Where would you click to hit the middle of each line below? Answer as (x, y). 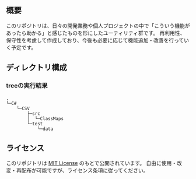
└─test (35, 124)
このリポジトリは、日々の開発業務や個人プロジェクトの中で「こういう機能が (98, 26)
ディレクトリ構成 (36, 68)
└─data (45, 129)
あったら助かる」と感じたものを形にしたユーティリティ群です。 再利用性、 (96, 33)
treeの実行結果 (27, 86)
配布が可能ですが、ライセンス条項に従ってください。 (85, 170)
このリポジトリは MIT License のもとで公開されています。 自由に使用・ (91, 163)
